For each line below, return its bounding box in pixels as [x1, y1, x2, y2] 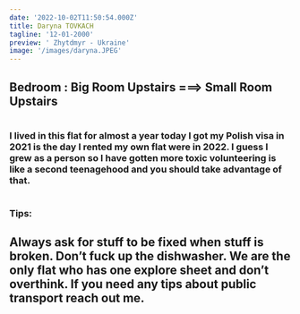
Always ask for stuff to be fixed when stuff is [9, 234, 264, 250]
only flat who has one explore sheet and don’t [9, 263, 270, 278]
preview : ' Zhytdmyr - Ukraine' [9, 38, 130, 47]
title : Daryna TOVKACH [9, 21, 94, 30]
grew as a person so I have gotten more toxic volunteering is [9, 151, 277, 164]
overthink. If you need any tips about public [9, 276, 257, 292]
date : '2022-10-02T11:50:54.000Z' [9, 13, 139, 22]
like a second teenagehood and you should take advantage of [9, 163, 282, 175]
